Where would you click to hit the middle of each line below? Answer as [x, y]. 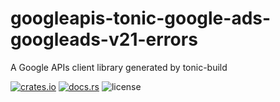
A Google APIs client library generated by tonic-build [119, 67]
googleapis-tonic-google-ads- [141, 18]
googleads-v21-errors [104, 39]
